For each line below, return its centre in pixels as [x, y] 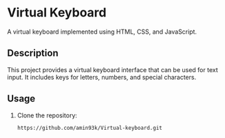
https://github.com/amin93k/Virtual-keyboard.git [90, 128]
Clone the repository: [47, 115]
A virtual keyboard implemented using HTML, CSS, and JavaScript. [102, 32]
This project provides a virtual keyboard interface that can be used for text [112, 69]
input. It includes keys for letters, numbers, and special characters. [102, 77]
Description [33, 53]
